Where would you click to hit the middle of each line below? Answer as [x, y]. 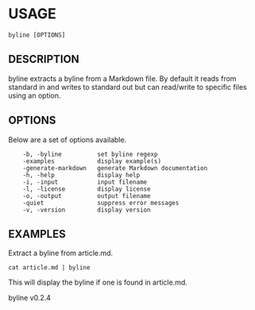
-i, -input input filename [85, 182]
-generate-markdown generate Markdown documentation [115, 168]
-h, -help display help [81, 175]
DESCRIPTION [44, 59]
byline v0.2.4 [30, 298]
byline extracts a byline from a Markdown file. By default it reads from [122, 78]
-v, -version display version [87, 210]
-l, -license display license [87, 189]
